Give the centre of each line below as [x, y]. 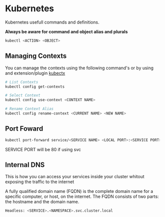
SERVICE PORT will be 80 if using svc [43, 149]
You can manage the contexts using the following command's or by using [79, 68]
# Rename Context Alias [29, 109]
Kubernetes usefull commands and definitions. [52, 22]
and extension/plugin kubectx [35, 73]
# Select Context [23, 95]
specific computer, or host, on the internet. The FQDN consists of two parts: [82, 196]
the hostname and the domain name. [42, 202]
